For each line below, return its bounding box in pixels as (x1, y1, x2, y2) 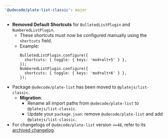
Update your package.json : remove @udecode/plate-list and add (27, 111, 163, 117)
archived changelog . (12, 127, 55, 133)
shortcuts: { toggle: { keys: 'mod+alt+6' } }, (24, 71, 127, 76)
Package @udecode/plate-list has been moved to (12, 84, 116, 90)
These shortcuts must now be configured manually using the (19, 32, 147, 38)
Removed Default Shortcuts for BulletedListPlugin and (12, 21, 130, 27)
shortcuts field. (19, 38, 52, 44)
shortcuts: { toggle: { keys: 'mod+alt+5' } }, (24, 57, 127, 62)
